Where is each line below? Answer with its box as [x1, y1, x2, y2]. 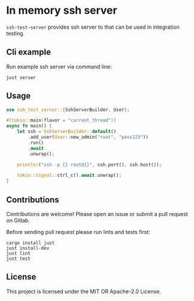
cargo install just [6, 240, 55, 246]
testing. [6, 29, 25, 37]
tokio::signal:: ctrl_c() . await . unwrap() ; [17, 172, 122, 178]
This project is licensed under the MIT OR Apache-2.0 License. [6, 288, 162, 295]
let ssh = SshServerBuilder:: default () [17, 129, 117, 135]
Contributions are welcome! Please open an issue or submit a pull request [6, 211, 189, 217]
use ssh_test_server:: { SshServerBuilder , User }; [6, 107, 130, 113]
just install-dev [6, 245, 50, 251]
